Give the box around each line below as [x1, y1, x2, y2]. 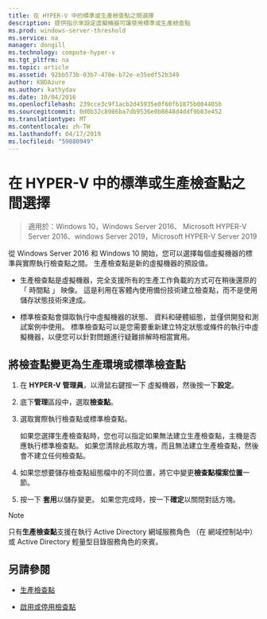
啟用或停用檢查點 [19, 602, 76, 612]
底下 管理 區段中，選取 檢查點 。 [19, 397, 118, 407]
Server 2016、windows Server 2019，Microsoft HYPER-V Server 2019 [27, 232, 257, 241]
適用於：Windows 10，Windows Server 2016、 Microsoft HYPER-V [27, 222, 247, 232]
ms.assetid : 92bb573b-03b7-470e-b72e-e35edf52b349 [8, 71, 180, 79]
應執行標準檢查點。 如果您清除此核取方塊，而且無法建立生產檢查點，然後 [19, 441, 259, 450]
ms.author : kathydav [8, 85, 77, 94]
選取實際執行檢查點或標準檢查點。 [19, 415, 132, 424]
